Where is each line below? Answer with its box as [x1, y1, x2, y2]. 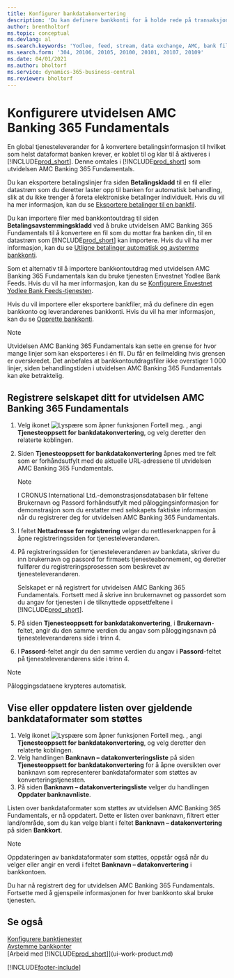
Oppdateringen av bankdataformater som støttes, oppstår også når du [7, 853, 209, 861]
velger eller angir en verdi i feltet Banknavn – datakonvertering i [7, 860, 192, 869]
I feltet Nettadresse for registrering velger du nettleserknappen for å [17, 527, 216, 535]
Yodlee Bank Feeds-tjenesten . [7, 287, 94, 295]
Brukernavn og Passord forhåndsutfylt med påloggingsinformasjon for [17, 498, 219, 507]
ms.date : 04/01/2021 [7, 56, 68, 63]
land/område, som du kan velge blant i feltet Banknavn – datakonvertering [7, 819, 223, 827]
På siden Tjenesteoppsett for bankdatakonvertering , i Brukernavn [17, 619, 212, 627]
